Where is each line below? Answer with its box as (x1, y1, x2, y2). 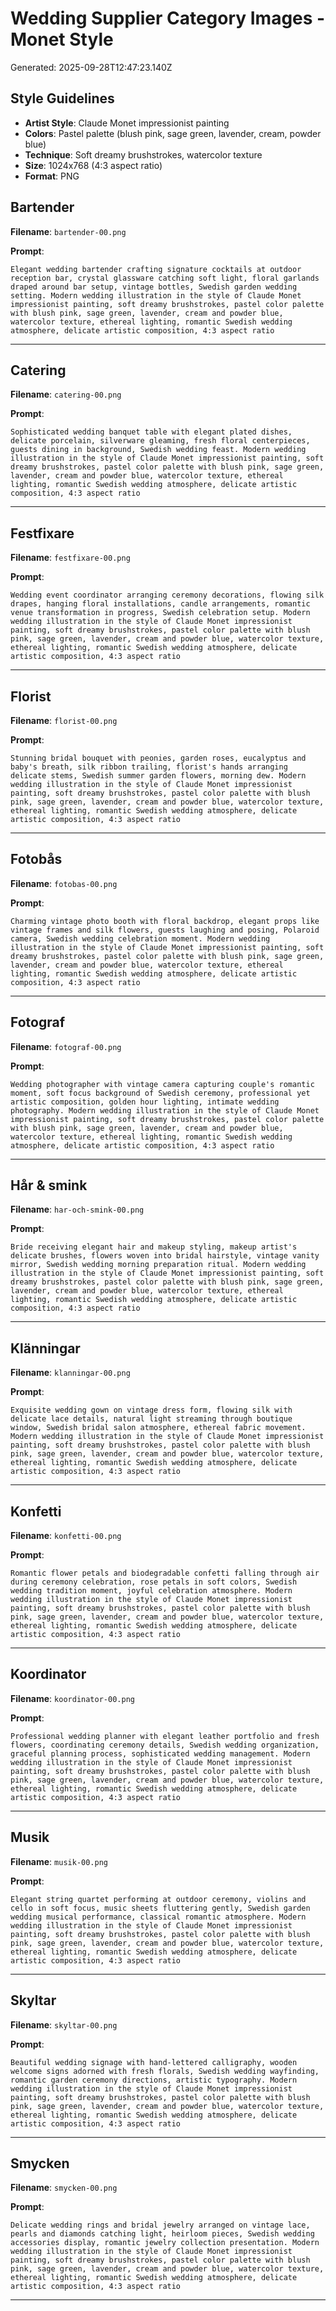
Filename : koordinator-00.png (10, 1692, 135, 1704)
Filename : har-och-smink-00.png (10, 1203, 145, 1216)
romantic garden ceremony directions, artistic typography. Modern (10, 2075, 298, 2085)
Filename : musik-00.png (10, 1855, 108, 1867)
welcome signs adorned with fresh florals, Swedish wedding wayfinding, (10, 2066, 320, 2076)
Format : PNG (24, 170, 80, 182)
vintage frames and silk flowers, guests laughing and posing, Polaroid (10, 925, 320, 935)
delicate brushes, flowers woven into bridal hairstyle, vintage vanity (10, 1251, 320, 1261)
